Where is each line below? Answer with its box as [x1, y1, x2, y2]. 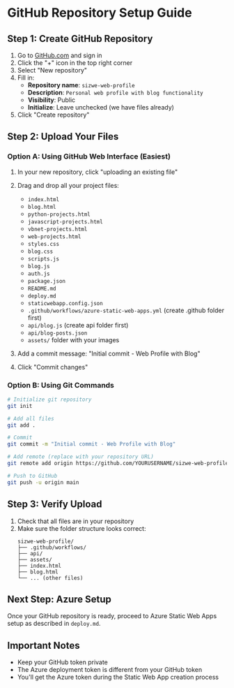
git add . [7, 421, 36, 429]
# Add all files [7, 415, 54, 422]
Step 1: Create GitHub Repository [7, 33, 153, 45]
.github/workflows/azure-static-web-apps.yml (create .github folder [27, 306, 225, 314]
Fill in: [17, 73, 35, 82]
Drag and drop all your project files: [17, 181, 120, 189]
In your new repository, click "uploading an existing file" [17, 168, 178, 176]
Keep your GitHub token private [17, 658, 108, 666]
